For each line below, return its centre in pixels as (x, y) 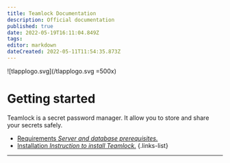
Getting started (51, 99)
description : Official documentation (61, 20)
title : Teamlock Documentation (52, 13)
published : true (30, 26)
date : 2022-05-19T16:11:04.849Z (53, 33)
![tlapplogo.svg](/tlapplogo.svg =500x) (62, 71)
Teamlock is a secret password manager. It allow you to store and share (108, 118)
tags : (15, 39)
